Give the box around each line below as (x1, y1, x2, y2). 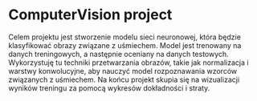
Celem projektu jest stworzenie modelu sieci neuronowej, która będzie (8, 32, 241, 42)
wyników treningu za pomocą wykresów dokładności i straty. (8, 83, 210, 93)
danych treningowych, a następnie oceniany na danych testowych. (8, 49, 229, 59)
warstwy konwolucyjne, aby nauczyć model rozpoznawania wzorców (8, 66, 238, 75)
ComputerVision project (8, 6, 173, 24)
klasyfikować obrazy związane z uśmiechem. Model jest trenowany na (8, 40, 242, 50)
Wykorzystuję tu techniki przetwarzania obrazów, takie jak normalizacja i (8, 58, 249, 67)
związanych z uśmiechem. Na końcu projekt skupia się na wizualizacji (8, 75, 240, 84)
